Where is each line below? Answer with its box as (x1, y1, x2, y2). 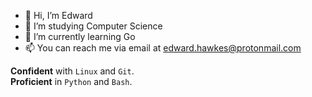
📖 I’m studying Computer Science (24, 20, 163, 32)
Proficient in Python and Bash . (10, 76, 133, 87)
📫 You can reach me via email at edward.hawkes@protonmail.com (24, 42, 302, 54)
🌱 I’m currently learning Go (24, 31, 136, 42)
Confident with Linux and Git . (10, 65, 135, 77)
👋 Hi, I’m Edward (24, 10, 93, 21)
